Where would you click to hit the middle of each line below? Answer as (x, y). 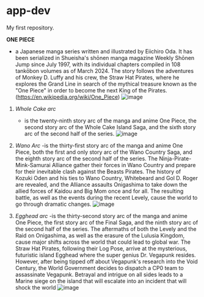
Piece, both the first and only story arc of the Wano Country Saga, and (104, 152)
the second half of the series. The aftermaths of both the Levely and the (106, 229)
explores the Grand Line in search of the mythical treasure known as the (106, 84)
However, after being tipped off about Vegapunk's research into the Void (107, 261)
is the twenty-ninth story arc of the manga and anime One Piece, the (110, 121)
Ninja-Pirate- (175, 158)
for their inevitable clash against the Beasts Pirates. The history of (98, 171)
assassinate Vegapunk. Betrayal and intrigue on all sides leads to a (99, 274)
